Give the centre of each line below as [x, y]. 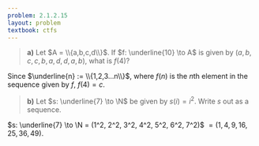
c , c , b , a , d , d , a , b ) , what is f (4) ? [78, 61]
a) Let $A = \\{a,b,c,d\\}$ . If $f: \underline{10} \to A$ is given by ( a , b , [139, 53]
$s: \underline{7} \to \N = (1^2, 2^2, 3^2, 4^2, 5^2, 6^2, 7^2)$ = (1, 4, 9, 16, [128, 125]
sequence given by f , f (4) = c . [56, 84]
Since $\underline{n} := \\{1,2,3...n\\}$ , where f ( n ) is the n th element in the [128, 77]
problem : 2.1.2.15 [38, 15]
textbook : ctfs [32, 30]
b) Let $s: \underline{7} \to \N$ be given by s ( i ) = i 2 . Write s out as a [138, 101]
